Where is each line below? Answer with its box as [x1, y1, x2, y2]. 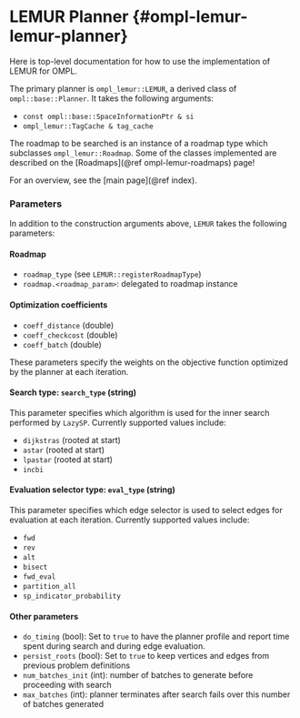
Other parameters [9, 611, 79, 622]
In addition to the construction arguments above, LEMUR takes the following [9, 218, 287, 229]
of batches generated [22, 699, 105, 710]
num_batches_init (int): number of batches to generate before [22, 670, 254, 681]
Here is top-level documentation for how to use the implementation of [9, 56, 271, 66]
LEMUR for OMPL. [9, 66, 77, 76]
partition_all [22, 582, 76, 592]
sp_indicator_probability [22, 592, 121, 602]
